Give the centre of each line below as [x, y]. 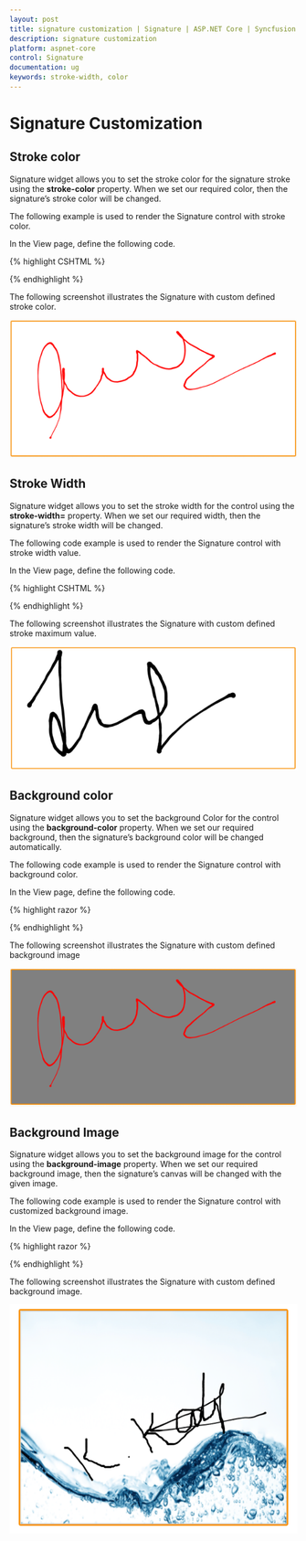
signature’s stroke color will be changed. [85, 198]
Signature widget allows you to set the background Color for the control [144, 817]
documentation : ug [44, 68]
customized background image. [69, 1211]
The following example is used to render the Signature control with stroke [148, 216]
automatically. [36, 846]
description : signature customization [83, 38]
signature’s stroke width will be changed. [86, 525]
